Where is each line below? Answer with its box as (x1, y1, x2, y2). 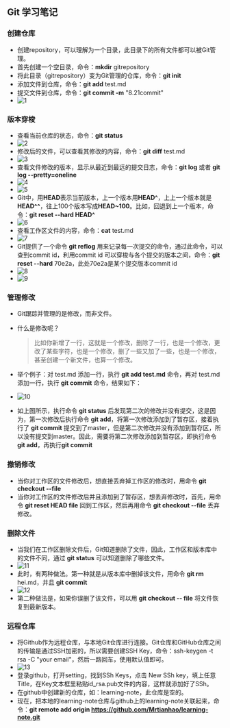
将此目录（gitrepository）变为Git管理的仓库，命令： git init (16, 71, 181, 79)
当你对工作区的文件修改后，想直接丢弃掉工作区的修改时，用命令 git (16, 477, 207, 485)
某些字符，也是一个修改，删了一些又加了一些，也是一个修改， (46, 347, 220, 355)
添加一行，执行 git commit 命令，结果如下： (16, 379, 142, 387)
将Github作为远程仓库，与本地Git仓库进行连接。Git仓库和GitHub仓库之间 (16, 638, 221, 647)
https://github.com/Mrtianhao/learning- (91, 705, 209, 714)
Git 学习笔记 (7, 6, 58, 18)
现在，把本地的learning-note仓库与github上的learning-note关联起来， (16, 697, 214, 705)
